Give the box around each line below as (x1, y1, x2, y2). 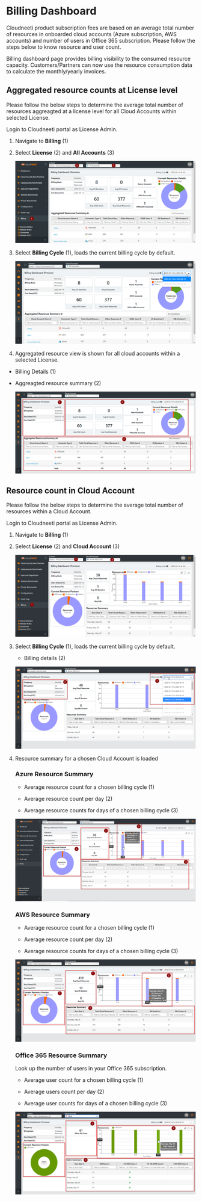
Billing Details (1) (14, 368, 57, 375)
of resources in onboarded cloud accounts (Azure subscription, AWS (6, 30, 177, 37)
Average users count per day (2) (23, 1088, 105, 1096)
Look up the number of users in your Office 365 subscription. (14, 1065, 167, 1072)
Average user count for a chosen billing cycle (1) (23, 1076, 144, 1084)
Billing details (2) (23, 654, 66, 661)
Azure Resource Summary (14, 770, 94, 778)
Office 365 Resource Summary (14, 1051, 107, 1060)
